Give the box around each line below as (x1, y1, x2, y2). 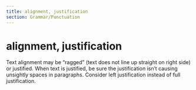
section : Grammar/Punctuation (6, 14, 81, 20)
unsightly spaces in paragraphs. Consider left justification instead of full (6, 71, 181, 78)
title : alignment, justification (6, 8, 88, 15)
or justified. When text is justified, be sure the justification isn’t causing (6, 65, 178, 72)
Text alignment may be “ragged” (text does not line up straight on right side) (6, 59, 191, 66)
